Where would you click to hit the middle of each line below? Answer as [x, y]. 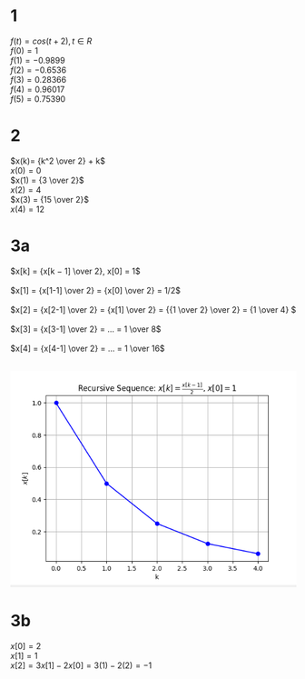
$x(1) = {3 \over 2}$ [47, 180]
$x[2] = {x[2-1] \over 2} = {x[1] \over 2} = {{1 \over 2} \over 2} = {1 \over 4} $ [153, 309]
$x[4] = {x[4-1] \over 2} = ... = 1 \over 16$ [88, 348]
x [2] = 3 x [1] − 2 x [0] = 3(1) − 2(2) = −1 [81, 665]
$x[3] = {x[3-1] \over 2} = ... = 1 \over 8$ [86, 329]
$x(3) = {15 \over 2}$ [50, 199]
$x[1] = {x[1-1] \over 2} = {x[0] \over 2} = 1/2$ [95, 290]
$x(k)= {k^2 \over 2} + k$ [58, 161]
